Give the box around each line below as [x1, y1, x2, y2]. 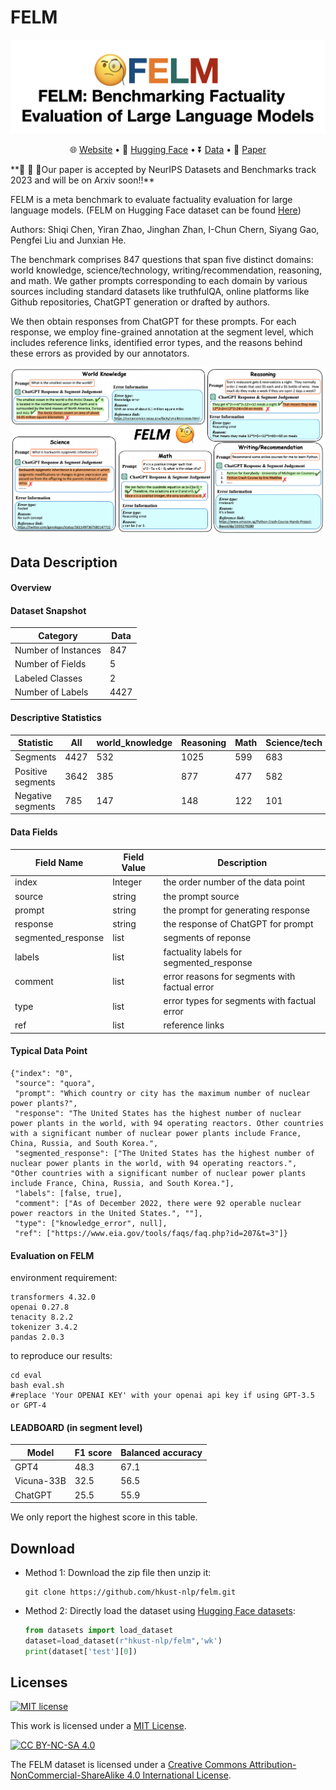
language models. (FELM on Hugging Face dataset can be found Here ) [10, 204, 302, 216]
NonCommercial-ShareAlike [10, 1769, 125, 1781]
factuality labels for [163, 946, 243, 958]
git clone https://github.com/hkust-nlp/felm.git [24, 1587, 237, 1597]
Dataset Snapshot [10, 604, 87, 616]
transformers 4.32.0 [10, 1292, 97, 1303]
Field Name [34, 856, 84, 868]
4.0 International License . [126, 1769, 232, 1781]
